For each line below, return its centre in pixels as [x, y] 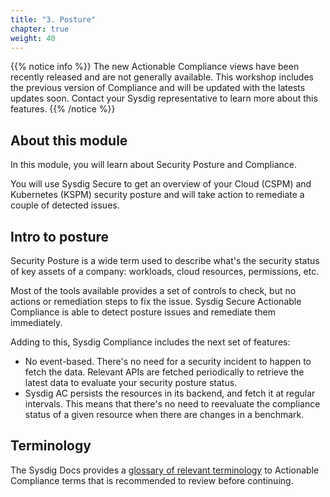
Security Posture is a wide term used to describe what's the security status [165, 260]
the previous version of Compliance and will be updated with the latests [158, 88]
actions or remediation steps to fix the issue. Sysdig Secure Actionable [156, 301]
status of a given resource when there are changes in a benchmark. [164, 414]
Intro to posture [60, 236]
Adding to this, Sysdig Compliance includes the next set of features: [150, 342]
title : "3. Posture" [53, 19]
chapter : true [40, 29]
